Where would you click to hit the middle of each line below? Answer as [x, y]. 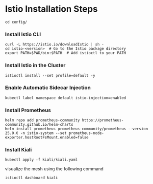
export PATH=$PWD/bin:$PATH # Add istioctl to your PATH [65, 53]
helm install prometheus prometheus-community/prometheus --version [76, 129]
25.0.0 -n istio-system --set [36, 133]
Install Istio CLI [23, 34]
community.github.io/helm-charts [39, 125]
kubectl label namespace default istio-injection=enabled [65, 98]
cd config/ [16, 22]
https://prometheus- [103, 120]
